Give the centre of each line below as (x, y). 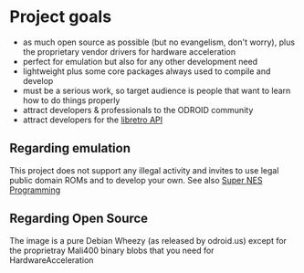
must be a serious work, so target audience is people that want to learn (157, 90)
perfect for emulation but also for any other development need (140, 61)
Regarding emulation (70, 148)
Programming (35, 190)
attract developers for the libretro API (93, 120)
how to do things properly (71, 100)
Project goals (61, 17)
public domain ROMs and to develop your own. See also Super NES (136, 180)
